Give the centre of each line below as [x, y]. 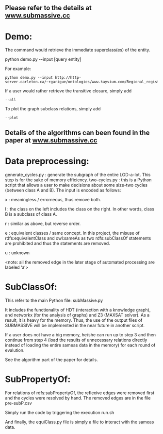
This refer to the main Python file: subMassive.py [54, 300]
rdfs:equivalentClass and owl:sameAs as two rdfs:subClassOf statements [78, 238]
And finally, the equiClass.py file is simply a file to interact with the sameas [80, 422]
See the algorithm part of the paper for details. [51, 360]
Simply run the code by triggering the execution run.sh [60, 412]
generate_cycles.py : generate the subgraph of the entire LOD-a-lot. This [78, 174]
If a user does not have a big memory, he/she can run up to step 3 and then [81, 334]
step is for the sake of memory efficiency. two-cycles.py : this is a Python [78, 180]
